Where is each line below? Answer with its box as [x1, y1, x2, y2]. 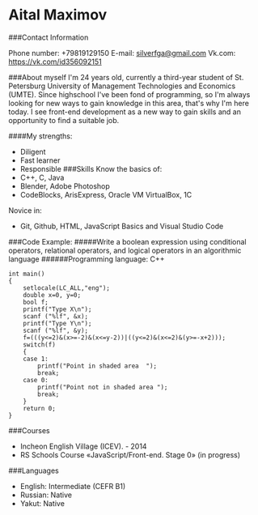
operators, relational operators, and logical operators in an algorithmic [8, 245, 242, 255]
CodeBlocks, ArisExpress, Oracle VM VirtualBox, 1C [19, 189, 192, 199]
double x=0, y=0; [23, 291, 82, 299]
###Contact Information [8, 32, 89, 42]
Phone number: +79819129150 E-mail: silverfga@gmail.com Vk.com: [8, 48, 236, 57]
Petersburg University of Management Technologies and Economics [8, 81, 236, 91]
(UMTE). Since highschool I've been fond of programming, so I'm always [8, 89, 251, 99]
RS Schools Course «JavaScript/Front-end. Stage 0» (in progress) [19, 449, 241, 459]
